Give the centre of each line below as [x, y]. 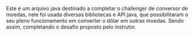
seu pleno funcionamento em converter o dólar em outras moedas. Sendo [95, 21]
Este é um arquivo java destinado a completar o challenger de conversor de [97, 8]
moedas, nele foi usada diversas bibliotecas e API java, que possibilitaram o [97, 15]
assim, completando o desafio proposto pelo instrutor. [71, 27]
